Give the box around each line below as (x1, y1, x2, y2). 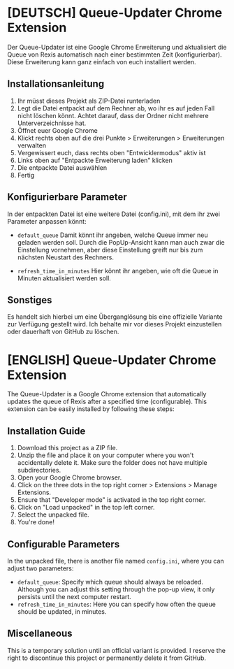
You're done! (17, 518, 54, 526)
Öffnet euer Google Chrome (17, 126, 98, 134)
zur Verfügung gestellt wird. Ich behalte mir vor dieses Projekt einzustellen (7, 320, 222, 329)
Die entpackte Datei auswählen (17, 163, 108, 172)
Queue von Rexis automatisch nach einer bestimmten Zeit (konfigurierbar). (7, 50, 222, 59)
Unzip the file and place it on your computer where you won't (17, 451, 194, 459)
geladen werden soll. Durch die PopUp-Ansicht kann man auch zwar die (17, 238, 225, 246)
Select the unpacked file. (17, 510, 89, 519)
